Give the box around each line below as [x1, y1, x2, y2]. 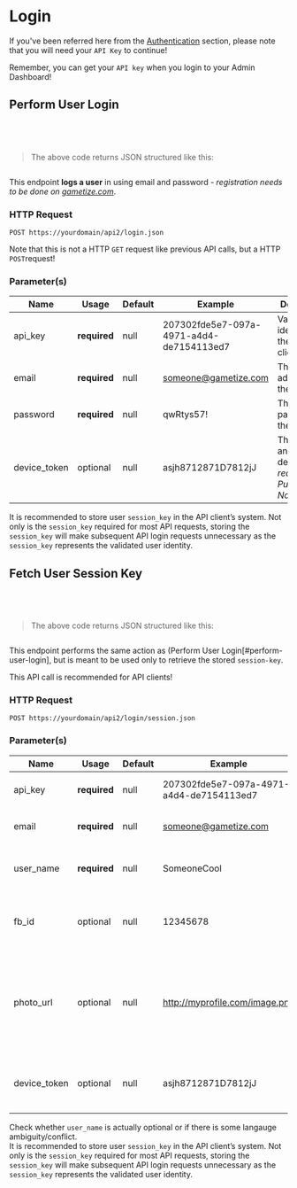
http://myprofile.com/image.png [162, 996, 295, 1008]
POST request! [9, 253, 56, 264]
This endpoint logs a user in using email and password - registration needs [9, 176, 283, 187]
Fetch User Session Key [9, 565, 143, 581]
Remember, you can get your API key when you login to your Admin [9, 62, 255, 73]
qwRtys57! [162, 408, 209, 421]
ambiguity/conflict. [9, 1131, 78, 1142]
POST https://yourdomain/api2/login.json [9, 229, 164, 237]
